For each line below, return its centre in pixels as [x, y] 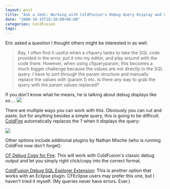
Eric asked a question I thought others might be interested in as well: [77, 43]
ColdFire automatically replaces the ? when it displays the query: [73, 121]
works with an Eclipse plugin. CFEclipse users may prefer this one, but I [80, 176]
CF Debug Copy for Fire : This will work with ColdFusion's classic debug [80, 155]
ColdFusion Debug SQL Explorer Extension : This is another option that [78, 171]
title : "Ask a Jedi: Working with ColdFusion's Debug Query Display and [83, 15]
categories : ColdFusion [30, 24]
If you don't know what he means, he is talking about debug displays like [81, 95]
